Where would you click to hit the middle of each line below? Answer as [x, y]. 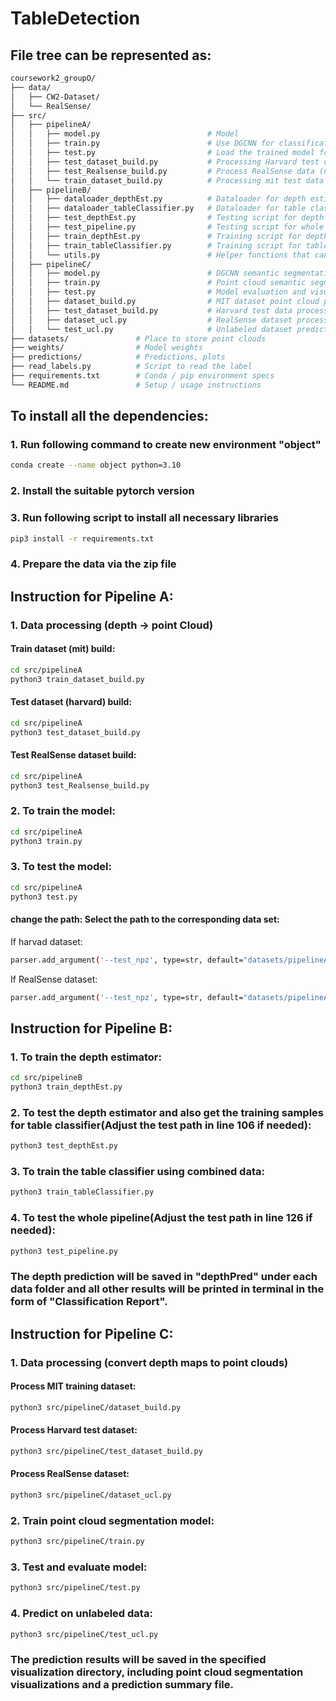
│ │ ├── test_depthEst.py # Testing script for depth [167, 218]
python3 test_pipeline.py [64, 1251]
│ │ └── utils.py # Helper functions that [160, 255]
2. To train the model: [63, 811]
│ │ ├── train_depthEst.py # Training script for [156, 236]
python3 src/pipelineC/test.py [75, 1588]
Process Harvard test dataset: [74, 1430]
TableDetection [75, 18]
